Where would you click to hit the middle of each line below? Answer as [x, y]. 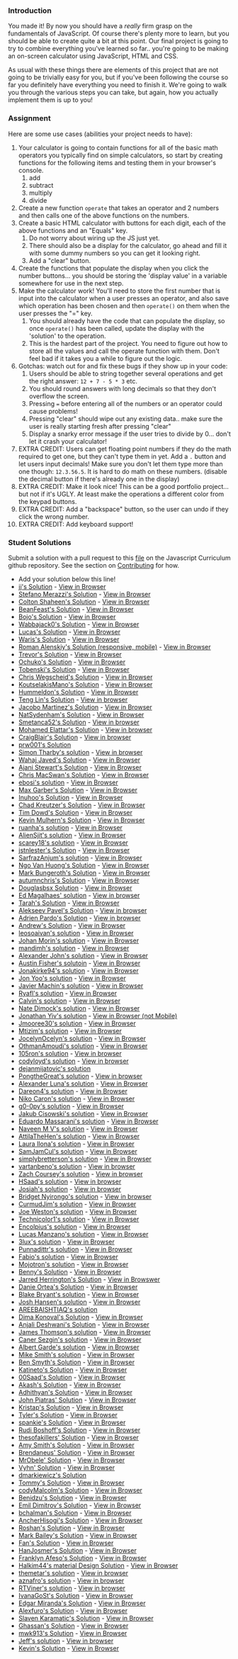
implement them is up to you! [50, 100]
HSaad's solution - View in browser [70, 1181]
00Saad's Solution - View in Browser [72, 1377]
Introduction [30, 11]
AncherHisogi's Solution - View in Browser [80, 1520]
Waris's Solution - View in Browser [69, 639]
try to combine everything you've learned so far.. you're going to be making [118, 49]
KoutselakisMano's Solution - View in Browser [85, 684]
